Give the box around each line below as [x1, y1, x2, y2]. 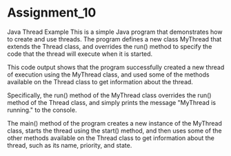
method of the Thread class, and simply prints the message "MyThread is [7, 98, 216, 106]
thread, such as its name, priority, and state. [7, 141, 132, 149]
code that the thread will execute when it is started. [7, 50, 153, 58]
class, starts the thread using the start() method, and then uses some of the [7, 126, 222, 135]
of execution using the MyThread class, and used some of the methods [7, 70, 210, 79]
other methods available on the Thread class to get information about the [7, 133, 215, 142]
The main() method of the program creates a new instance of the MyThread [7, 119, 223, 127]
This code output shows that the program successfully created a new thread [7, 63, 225, 71]
